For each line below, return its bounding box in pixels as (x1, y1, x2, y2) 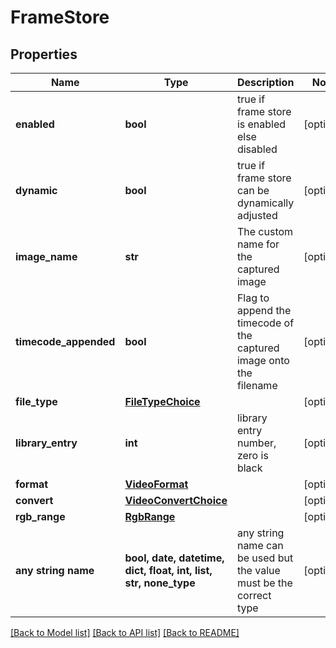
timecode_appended (15, 335, 116, 348)
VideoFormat (124, 477, 189, 491)
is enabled (236, 117, 287, 131)
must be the (236, 576, 293, 590)
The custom (236, 225, 294, 238)
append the (236, 304, 292, 317)
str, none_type (124, 576, 196, 590)
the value (236, 564, 281, 577)
